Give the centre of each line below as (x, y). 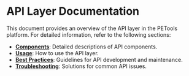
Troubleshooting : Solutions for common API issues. (81, 66)
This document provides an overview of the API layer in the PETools (92, 28)
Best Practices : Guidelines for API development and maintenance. (99, 59)
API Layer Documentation (73, 11)
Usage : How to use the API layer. (57, 53)
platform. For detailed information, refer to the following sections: (89, 34)
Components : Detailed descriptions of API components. (86, 47)
